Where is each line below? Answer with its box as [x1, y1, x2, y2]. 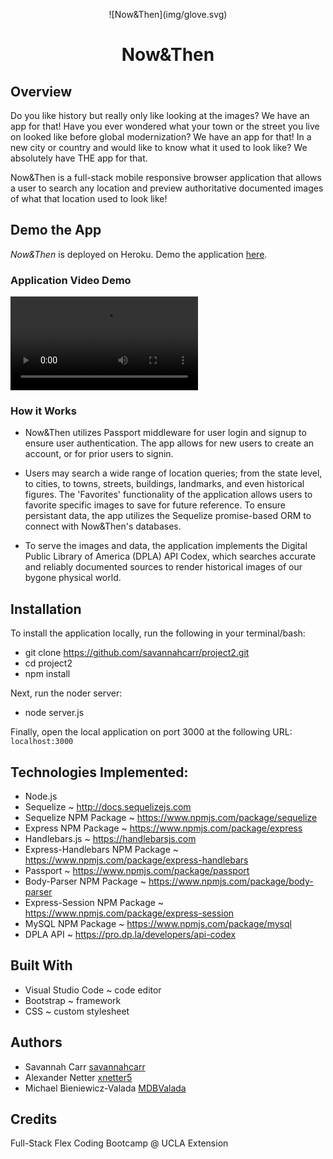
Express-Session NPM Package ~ [24, 897, 165, 909]
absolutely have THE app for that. [10, 152, 148, 164]
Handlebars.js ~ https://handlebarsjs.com [24, 833, 197, 845]
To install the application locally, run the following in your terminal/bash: [10, 627, 306, 639]
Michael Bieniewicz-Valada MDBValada [24, 1082, 187, 1094]
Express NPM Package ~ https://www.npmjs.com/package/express [24, 822, 303, 834]
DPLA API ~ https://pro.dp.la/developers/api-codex [24, 929, 237, 941]
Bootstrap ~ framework [24, 994, 122, 1006]
